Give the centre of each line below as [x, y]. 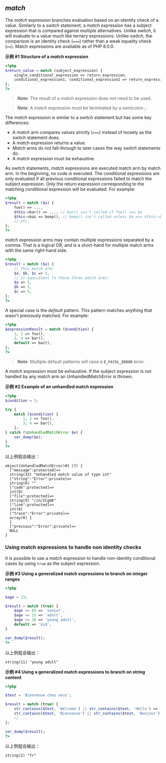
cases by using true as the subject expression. [53, 563]
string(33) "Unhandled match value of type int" [61, 474]
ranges [13, 579]
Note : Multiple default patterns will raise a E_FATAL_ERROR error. [81, 361]
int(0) [16, 492]
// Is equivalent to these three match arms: [62, 278]
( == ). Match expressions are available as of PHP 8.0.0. [60, 46]
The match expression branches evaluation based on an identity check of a [82, 20]
